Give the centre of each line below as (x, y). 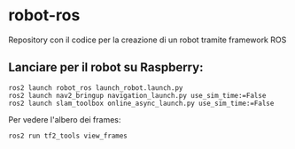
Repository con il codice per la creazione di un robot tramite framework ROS (147, 40)
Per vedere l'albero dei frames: (65, 119)
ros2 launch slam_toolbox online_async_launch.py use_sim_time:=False (141, 103)
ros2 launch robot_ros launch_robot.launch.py (96, 88)
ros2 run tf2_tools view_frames (68, 136)
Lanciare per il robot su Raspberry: (106, 67)
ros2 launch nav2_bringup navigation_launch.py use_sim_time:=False (137, 95)
